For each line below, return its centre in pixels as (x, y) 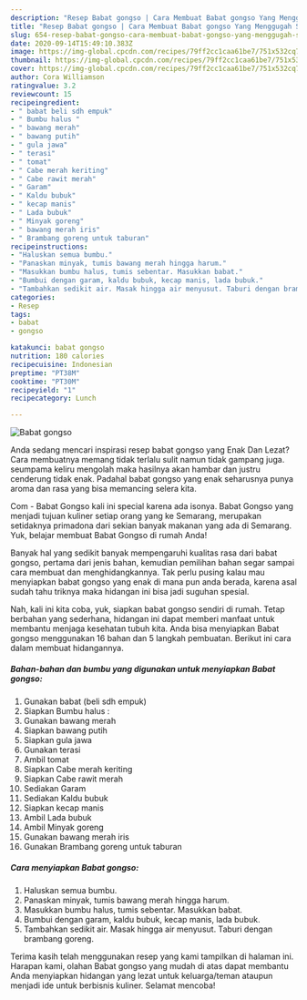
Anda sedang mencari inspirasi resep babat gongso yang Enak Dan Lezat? (150, 450)
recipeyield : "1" (43, 390)
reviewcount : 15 (41, 94)
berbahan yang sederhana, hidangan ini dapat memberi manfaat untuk (143, 619)
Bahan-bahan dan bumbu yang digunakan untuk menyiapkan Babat (143, 668)
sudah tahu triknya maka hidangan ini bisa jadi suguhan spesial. (130, 592)
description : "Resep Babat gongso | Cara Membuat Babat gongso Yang (143, 18)
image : (23, 52)
